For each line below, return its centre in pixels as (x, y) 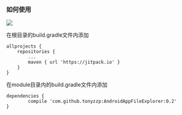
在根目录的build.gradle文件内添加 (48, 35)
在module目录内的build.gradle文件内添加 (57, 85)
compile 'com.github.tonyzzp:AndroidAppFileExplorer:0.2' (102, 101)
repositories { (36, 52)
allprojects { (24, 46)
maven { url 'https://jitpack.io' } (74, 62)
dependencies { (25, 96)
